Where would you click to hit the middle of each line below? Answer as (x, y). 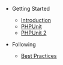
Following (24, 44)
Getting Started (31, 9)
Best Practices (39, 56)
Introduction (36, 20)
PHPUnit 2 (34, 33)
